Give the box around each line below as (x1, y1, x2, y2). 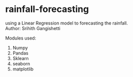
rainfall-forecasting (5, 3, 90, 15)
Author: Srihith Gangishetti (5, 25, 61, 31)
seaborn (12, 60, 30, 66)
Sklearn (12, 55, 29, 61)
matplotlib (12, 66, 34, 72)
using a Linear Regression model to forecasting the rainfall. (5, 20, 128, 26)
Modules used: (5, 35, 36, 41)
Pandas (12, 50, 29, 56)
